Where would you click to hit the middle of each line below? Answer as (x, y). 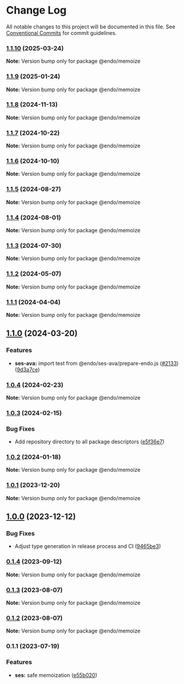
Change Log (36, 10)
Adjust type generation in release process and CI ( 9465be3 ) (88, 546)
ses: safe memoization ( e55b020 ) (56, 675)
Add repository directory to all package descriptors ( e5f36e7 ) (90, 442)
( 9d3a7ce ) (27, 369)
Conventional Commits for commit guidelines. (61, 33)
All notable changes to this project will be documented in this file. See (91, 27)
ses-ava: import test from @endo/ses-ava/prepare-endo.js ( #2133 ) (96, 363)
